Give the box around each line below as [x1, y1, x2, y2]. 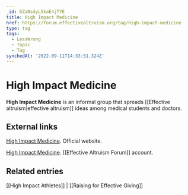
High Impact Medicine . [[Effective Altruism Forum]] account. [6, 149, 153, 156]
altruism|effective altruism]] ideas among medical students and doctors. [6, 105, 183, 112]
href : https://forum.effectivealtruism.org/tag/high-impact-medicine [6, 20, 182, 26]
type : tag [6, 25, 31, 32]
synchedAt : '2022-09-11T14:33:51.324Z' [6, 53, 105, 59]
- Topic [11, 42, 31, 48]
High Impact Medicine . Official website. [6, 137, 103, 144]
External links [6, 121, 58, 131]
